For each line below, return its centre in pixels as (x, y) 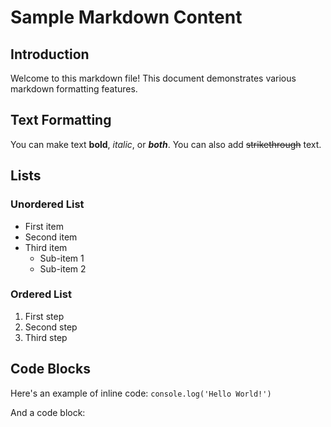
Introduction (50, 54)
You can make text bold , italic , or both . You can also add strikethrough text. (166, 144)
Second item (51, 237)
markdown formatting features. (74, 89)
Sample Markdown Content (126, 17)
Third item (46, 247)
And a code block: (48, 412)
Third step (46, 337)
